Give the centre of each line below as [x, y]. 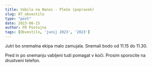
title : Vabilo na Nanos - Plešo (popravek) [50, 9]
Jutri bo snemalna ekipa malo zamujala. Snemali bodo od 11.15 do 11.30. [76, 46]
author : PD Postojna [26, 28]
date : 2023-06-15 [23, 23]
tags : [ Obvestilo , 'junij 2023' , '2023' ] [48, 32]
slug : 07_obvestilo [25, 14]
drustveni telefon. [23, 60]
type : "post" [18, 18]
